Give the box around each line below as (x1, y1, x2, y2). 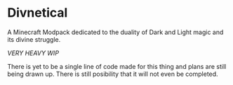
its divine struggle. (7, 35, 61, 43)
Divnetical (7, 5, 68, 21)
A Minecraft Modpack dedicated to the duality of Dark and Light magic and (7, 28, 224, 36)
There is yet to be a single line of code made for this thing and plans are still (7, 62, 227, 70)
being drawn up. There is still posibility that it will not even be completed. (7, 70, 219, 78)
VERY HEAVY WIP (7, 49, 60, 57)
